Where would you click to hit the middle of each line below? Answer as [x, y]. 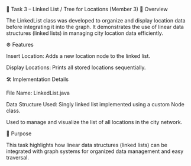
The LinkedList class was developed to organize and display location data [96, 20]
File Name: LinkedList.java [38, 93]
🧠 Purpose [19, 134]
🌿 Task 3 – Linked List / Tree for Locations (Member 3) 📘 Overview [87, 9]
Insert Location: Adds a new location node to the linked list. [78, 56]
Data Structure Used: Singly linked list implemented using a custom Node [95, 104]
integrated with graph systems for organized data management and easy [95, 151]
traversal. [18, 157]
